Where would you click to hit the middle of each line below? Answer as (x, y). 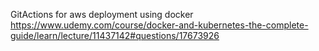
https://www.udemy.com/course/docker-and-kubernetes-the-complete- (159, 25)
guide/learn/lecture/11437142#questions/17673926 (115, 35)
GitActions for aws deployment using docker (102, 14)
